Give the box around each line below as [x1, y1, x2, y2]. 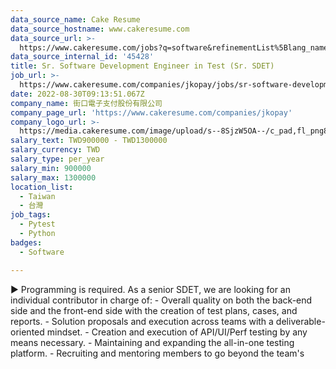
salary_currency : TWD [10, 145, 101, 155]
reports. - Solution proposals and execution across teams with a [10, 315, 274, 327]
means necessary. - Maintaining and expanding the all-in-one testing [10, 336, 295, 348]
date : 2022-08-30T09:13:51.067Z [10, 89, 145, 99]
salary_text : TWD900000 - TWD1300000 [10, 136, 168, 146]
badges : [10, 237, 43, 248]
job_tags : [10, 210, 52, 220]
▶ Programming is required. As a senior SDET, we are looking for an [10, 283, 291, 295]
